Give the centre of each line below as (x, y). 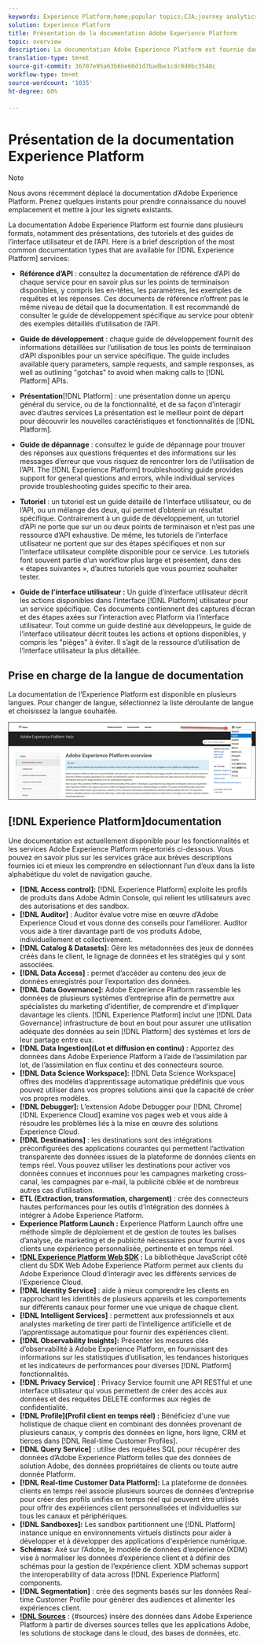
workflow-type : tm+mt (44, 75)
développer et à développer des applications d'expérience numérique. (133, 1540)
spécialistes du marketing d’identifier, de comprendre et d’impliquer (129, 1006)
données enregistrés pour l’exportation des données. (105, 981)
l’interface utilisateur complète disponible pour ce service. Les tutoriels (134, 552)
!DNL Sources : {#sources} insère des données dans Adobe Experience (136, 1616)
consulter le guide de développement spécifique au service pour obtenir (136, 315)
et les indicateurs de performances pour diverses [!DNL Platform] (125, 1365)
